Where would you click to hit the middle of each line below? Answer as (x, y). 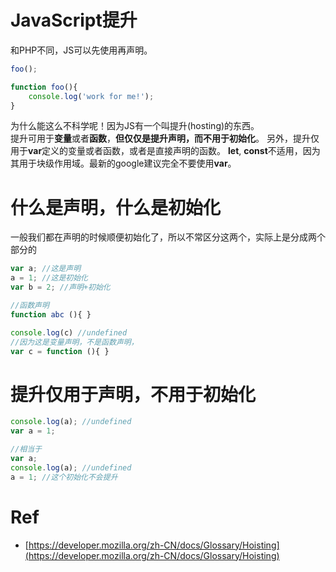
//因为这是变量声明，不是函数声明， (74, 342)
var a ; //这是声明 (46, 269)
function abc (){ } (51, 314)
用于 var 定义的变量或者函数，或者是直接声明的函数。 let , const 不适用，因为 (165, 151)
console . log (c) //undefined (69, 332)
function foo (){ (44, 87)
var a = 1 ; (33, 431)
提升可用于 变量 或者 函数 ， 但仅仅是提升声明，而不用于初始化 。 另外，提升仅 (165, 138)
